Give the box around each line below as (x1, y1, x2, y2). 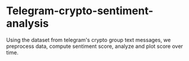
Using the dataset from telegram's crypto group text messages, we (6, 36, 171, 43)
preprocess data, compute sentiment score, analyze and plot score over (6, 43, 184, 50)
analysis (6, 17, 49, 30)
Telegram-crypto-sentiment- (6, 4, 154, 18)
